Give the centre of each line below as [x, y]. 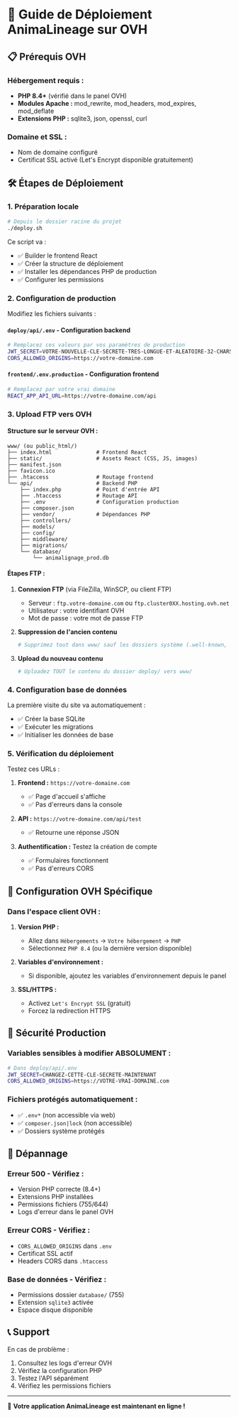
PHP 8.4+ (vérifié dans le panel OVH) [72, 96]
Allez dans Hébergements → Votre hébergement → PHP [104, 941]
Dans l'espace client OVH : [54, 912]
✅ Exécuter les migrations [55, 727]
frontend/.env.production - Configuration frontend [83, 374]
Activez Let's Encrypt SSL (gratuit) [79, 1003]
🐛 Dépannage [38, 1154]
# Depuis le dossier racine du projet [64, 221]
